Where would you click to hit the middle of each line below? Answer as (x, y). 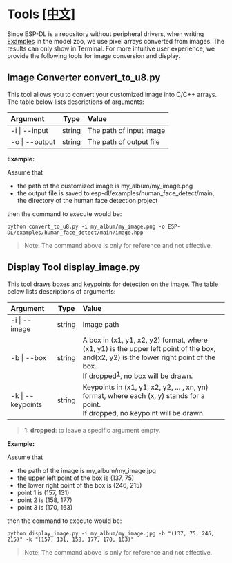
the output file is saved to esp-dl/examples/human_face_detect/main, (116, 193)
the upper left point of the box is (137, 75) (76, 478)
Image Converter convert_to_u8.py (84, 78)
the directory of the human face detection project (87, 200)
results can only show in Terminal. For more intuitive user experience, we (111, 48)
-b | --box (29, 358)
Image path (101, 324)
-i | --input (29, 130)
